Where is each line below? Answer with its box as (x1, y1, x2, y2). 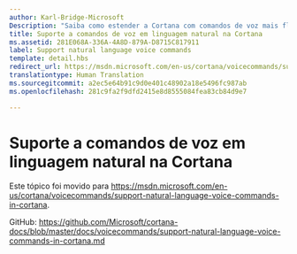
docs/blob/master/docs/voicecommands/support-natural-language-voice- (9, 227, 281, 237)
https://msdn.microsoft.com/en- (110, 181, 228, 191)
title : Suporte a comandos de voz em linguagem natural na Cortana (9, 29, 263, 38)
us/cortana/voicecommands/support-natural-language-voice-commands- (9, 190, 280, 201)
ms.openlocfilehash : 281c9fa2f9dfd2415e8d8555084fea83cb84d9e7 (9, 87, 247, 96)
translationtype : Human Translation (9, 71, 144, 80)
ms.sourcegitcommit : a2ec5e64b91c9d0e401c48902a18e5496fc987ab (9, 79, 247, 88)
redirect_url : (9, 63, 62, 72)
